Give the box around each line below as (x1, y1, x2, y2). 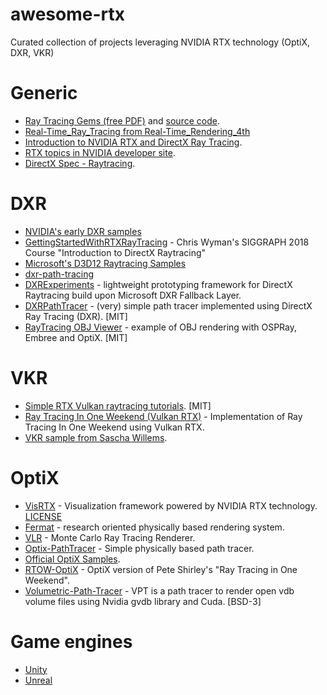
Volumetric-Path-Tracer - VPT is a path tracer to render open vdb (24, 584, 295, 597)
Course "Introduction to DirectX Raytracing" (24, 246, 207, 258)
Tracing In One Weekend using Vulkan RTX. (24, 421, 205, 433)
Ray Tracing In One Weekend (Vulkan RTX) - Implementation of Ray (24, 410, 303, 422)
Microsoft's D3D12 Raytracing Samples (24, 257, 187, 269)
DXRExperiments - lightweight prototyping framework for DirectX (24, 278, 293, 290)
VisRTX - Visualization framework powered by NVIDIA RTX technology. (24, 499, 318, 512)
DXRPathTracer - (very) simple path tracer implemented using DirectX (24, 299, 313, 312)
